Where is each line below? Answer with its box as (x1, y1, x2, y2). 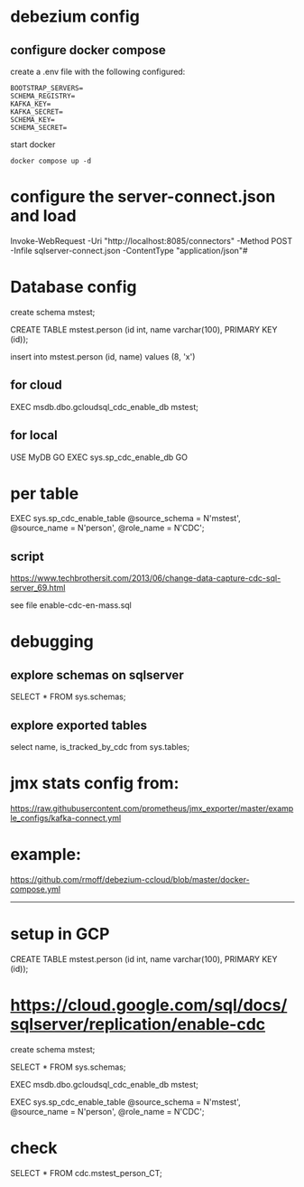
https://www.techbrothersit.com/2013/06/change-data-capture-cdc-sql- (10, 573, 281, 584)
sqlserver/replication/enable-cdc (10, 1014, 266, 1035)
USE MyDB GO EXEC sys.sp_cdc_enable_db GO (10, 452, 189, 463)
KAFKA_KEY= (10, 99, 51, 108)
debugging (10, 631, 94, 652)
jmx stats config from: (10, 773, 180, 794)
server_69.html (10, 583, 66, 593)
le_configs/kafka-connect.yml (10, 813, 122, 823)
